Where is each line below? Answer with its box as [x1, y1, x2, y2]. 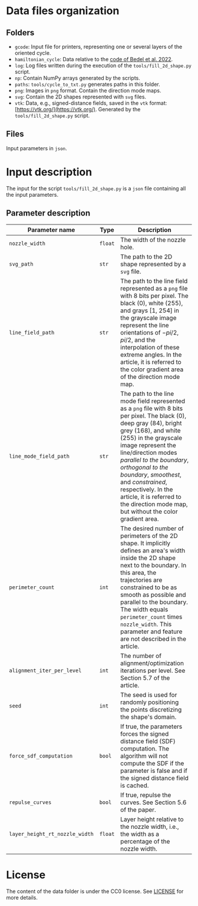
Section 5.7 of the [120, 673, 170, 682]
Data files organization [6, 4, 120, 18]
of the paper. [120, 805, 156, 814]
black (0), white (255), [120, 299, 183, 307]
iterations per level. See [120, 666, 186, 674]
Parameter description [6, 208, 90, 219]
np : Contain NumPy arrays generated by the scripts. [14, 75, 140, 81]
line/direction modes [120, 448, 177, 457]
